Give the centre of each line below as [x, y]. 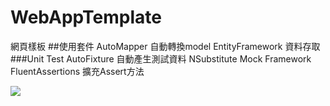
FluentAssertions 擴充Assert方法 [77, 71]
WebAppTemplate [86, 17]
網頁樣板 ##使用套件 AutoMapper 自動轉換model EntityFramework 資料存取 [165, 46]
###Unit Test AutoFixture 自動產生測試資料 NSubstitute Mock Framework [161, 58]
